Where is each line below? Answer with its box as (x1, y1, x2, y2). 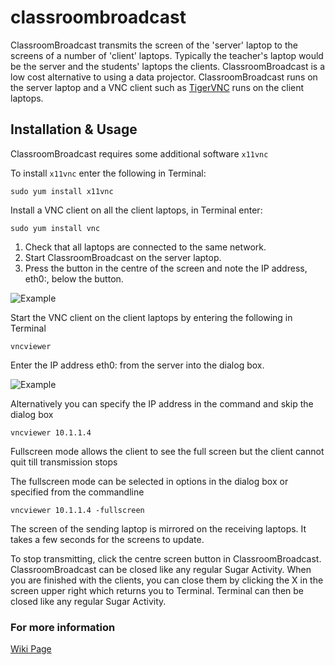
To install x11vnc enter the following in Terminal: (10, 167, 207, 179)
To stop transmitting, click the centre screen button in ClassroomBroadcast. (10, 552, 322, 565)
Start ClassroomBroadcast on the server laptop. (24, 251, 222, 263)
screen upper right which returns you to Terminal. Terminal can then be (10, 584, 305, 596)
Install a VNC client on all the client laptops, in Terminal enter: (10, 204, 263, 216)
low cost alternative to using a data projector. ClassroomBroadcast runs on (10, 71, 318, 83)
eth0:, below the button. (24, 272, 124, 285)
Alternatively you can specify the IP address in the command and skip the (10, 397, 314, 410)
